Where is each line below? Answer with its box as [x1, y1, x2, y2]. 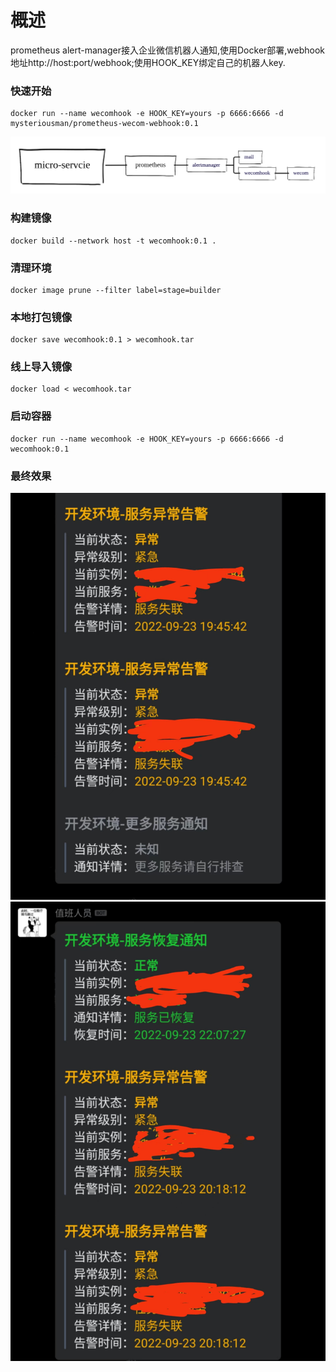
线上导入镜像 [10, 360, 73, 374]
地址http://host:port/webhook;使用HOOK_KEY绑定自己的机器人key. [10, 56, 286, 68]
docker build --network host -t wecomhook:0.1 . [10, 236, 217, 246]
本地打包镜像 [10, 310, 73, 324]
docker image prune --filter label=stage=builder [10, 285, 222, 295]
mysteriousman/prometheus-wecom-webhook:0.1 [10, 119, 199, 129]
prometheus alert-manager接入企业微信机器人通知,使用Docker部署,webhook [10, 44, 326, 56]
